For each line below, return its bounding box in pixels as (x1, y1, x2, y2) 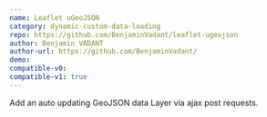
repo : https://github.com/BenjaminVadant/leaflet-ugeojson (9, 30, 239, 39)
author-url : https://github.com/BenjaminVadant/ (9, 47, 198, 56)
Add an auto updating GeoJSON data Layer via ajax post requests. (9, 97, 259, 108)
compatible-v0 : (9, 64, 67, 73)
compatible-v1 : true (9, 73, 88, 82)
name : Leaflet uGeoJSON (9, 13, 100, 23)
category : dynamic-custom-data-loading (9, 22, 161, 31)
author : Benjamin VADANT (9, 38, 104, 48)
